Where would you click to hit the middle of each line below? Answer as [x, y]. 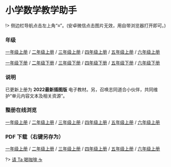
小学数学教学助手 [41, 10]
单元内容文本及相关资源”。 [40, 96]
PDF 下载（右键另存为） [35, 136]
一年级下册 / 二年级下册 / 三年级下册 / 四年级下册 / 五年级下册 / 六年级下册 [83, 63]
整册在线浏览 [21, 110]
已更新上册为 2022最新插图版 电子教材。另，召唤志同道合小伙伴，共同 [79, 89]
